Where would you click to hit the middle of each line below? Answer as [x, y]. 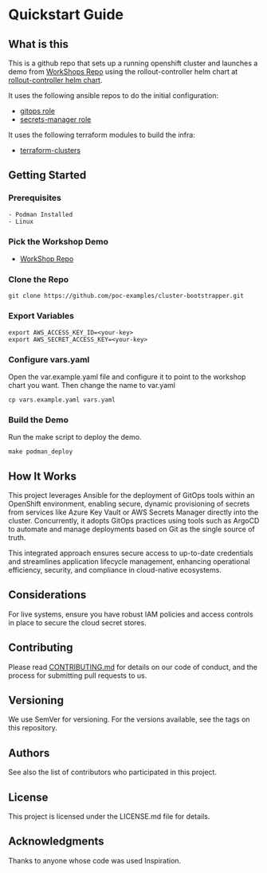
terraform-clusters [50, 150]
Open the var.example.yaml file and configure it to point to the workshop [127, 377]
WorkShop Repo [47, 258]
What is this [39, 44]
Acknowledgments [57, 842]
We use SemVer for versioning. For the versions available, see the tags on [129, 719]
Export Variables [41, 316]
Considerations [47, 595]
